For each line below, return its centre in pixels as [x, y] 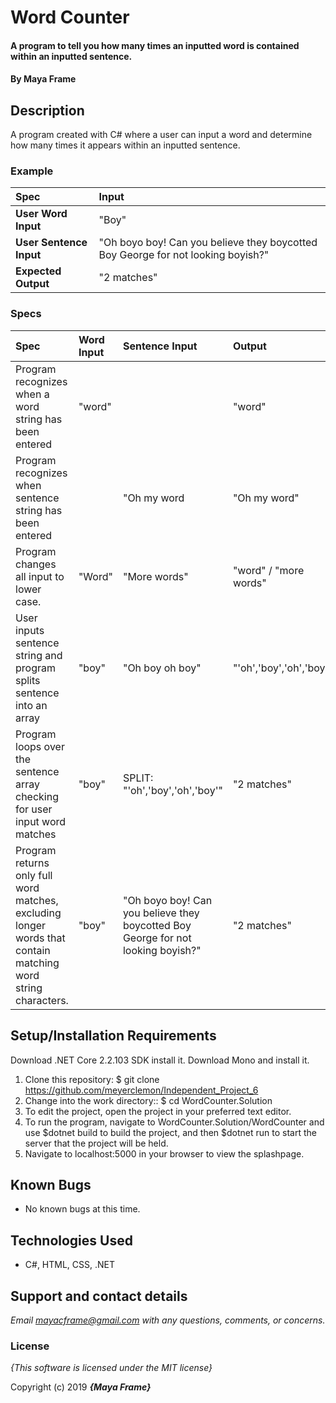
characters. [42, 1000]
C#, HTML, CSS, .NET [70, 1265]
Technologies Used [71, 1240]
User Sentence [51, 243]
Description [47, 110]
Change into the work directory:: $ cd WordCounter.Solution [148, 1100]
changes [36, 564]
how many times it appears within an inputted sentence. [125, 145]
